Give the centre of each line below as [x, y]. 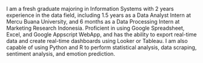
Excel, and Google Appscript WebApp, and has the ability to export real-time [101, 35]
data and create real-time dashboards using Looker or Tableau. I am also [97, 41]
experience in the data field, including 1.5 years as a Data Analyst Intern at [99, 15]
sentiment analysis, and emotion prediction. [61, 54]
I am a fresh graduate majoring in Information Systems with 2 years [90, 9]
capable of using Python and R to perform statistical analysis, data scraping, [101, 47]
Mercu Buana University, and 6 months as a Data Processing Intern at [93, 22]
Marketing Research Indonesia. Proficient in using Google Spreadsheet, [95, 28]
